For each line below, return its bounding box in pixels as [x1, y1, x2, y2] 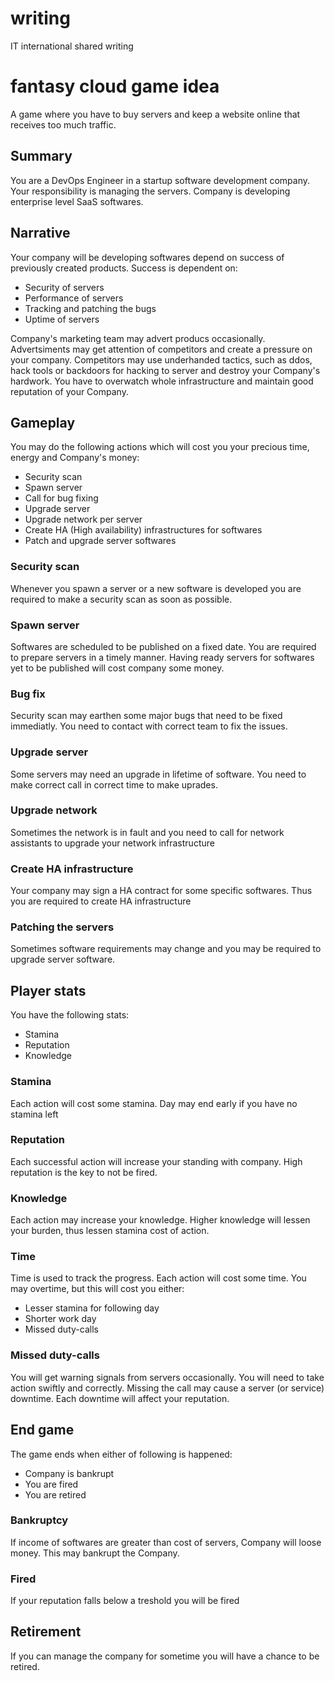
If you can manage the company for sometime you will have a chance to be [10, 1650, 320, 1662]
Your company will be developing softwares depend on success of [10, 251, 285, 263]
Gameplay [10, 414, 76, 431]
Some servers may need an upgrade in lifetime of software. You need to [10, 768, 307, 780]
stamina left [10, 1108, 59, 1120]
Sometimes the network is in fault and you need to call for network [10, 826, 285, 838]
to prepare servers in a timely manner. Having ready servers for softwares [10, 651, 315, 663]
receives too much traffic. [10, 118, 117, 131]
